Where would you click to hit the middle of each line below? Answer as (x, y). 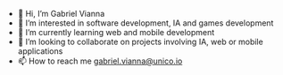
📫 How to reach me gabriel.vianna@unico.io (100, 61)
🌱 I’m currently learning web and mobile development (116, 32)
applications (40, 51)
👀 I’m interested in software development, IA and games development (146, 23)
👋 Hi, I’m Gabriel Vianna (61, 14)
